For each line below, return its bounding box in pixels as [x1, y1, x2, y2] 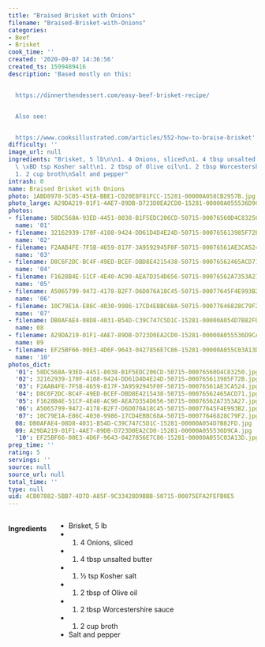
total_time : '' [8, 478, 58, 485]
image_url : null [8, 148, 62, 156]
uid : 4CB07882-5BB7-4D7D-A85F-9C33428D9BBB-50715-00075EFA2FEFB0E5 [8, 493, 235, 500]
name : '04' [15, 266, 51, 273]
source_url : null [8, 470, 65, 478]
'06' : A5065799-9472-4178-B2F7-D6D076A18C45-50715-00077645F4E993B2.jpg [15, 404, 259, 412]
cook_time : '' [8, 48, 55, 56]
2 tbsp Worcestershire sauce [80, 604, 174, 615]
